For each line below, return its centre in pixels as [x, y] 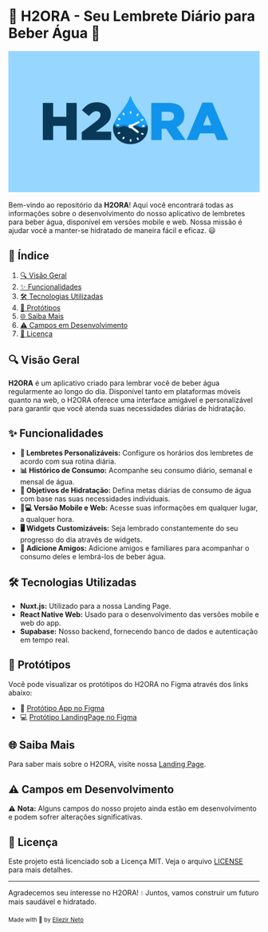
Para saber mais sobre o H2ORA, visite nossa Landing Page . [107, 764]
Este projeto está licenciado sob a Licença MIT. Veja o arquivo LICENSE [126, 861]
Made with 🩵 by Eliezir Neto [46, 920]
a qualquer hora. [47, 519]
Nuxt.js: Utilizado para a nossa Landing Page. [95, 606]
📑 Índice [29, 256]
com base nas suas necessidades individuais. [95, 499]
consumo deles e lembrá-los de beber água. [93, 556]
